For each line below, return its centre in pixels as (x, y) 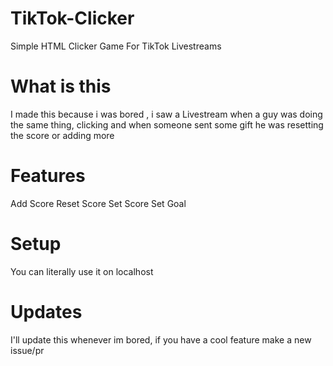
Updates (46, 311)
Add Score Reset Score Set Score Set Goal (98, 203)
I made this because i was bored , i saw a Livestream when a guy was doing (166, 114)
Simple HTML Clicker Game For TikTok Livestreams (116, 46)
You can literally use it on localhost (82, 271)
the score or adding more (62, 135)
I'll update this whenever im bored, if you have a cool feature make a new (161, 339)
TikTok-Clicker (72, 18)
